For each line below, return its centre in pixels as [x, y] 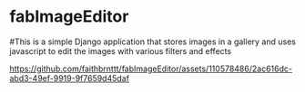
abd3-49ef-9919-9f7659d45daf [70, 78]
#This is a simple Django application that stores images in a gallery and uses [152, 41]
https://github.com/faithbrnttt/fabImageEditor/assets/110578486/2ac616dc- [151, 69]
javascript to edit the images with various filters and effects [121, 51]
